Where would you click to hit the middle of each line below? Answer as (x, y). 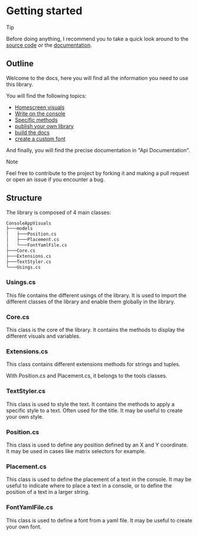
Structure (24, 198)
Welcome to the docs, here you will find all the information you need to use (97, 78)
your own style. (25, 416)
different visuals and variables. (43, 336)
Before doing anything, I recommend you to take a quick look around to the (98, 38)
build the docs (32, 132)
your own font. (24, 527)
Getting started (44, 11)
